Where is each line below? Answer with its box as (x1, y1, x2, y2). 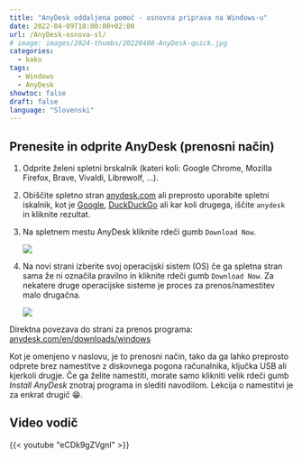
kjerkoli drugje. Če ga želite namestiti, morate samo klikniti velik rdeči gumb (9, 371, 289, 381)
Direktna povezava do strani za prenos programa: (9, 324, 194, 335)
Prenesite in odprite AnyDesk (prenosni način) (9, 139, 275, 154)
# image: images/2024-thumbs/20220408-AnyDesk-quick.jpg (9, 38, 228, 48)
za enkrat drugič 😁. (9, 390, 83, 400)
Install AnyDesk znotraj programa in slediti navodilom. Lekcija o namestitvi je (9, 380, 294, 390)
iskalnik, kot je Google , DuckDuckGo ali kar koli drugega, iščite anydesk (22, 199, 286, 210)
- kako (17, 55, 42, 64)
